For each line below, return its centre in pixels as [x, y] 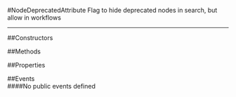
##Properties [26, 65]
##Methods [24, 51]
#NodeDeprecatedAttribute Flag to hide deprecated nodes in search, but [112, 10]
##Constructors [30, 38]
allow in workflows [34, 18]
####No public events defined [52, 86]
